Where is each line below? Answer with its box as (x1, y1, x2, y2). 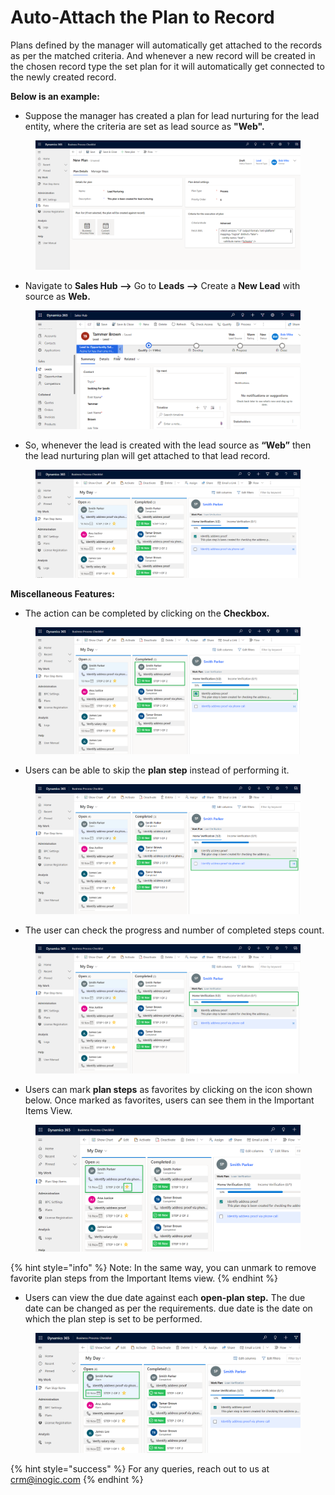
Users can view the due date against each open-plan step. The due (24, 1291, 306, 1303)
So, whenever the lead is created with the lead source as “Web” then (24, 439, 312, 451)
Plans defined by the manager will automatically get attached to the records (10, 39, 323, 51)
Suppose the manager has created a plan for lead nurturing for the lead (24, 109, 320, 121)
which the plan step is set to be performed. (24, 1312, 203, 1325)
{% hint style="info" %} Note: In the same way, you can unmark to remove (10, 1261, 317, 1273)
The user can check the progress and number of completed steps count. (24, 924, 325, 936)
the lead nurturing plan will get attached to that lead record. (24, 450, 271, 462)
